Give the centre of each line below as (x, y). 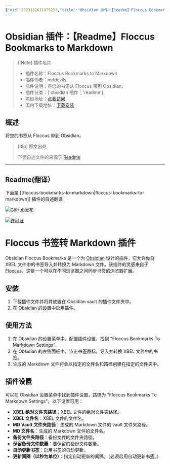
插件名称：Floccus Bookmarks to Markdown (71, 73)
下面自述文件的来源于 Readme (49, 157)
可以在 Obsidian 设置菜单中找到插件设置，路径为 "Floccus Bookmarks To (81, 394)
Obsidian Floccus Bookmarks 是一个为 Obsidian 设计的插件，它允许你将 (80, 258)
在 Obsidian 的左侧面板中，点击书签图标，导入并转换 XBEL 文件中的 (83, 351)
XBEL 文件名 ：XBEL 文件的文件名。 (50, 418)
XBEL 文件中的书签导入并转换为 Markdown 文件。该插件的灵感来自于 (77, 264)
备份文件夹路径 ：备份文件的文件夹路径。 (55, 437)
